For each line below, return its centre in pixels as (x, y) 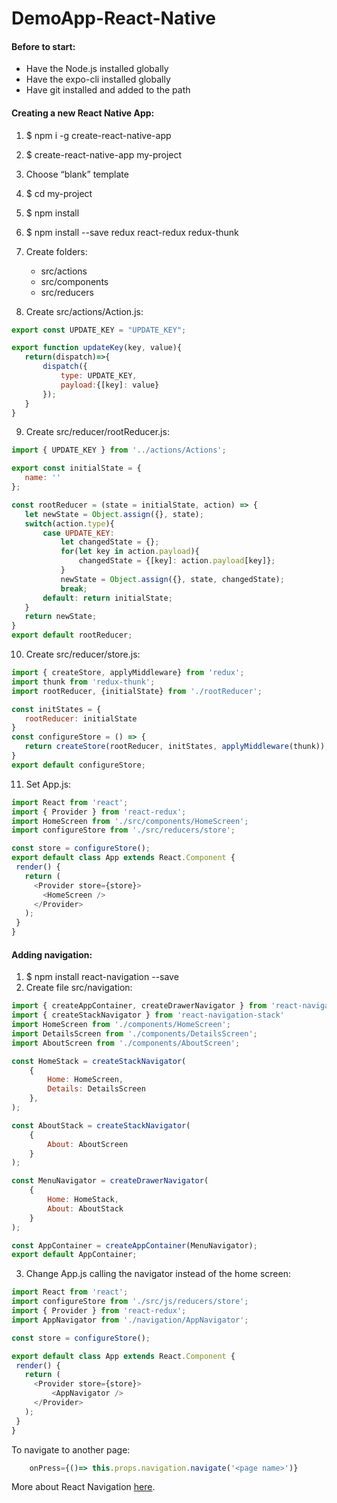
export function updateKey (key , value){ (97, 348)
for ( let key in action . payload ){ (130, 552)
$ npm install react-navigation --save (102, 977)
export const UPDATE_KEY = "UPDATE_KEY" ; (99, 330)
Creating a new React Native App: (83, 113)
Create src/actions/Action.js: (84, 311)
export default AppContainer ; (74, 1255)
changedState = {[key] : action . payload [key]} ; (177, 561)
